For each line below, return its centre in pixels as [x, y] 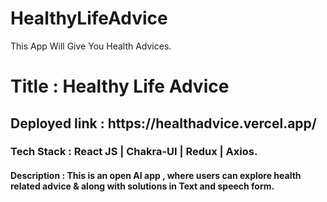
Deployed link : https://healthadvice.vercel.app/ [163, 123]
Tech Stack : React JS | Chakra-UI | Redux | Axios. [134, 152]
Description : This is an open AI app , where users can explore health [156, 176]
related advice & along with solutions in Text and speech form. [142, 186]
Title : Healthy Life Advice [120, 86]
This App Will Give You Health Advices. [91, 46]
